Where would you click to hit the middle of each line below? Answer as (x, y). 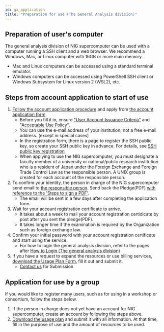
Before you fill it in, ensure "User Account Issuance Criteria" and (84, 120)
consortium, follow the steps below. (41, 299)
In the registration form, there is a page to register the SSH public (85, 141)
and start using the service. (40, 240)
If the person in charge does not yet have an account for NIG (74, 308)
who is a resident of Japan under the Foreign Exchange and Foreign (88, 167)
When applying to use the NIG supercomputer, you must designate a (89, 156)
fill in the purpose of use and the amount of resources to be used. (79, 324)
